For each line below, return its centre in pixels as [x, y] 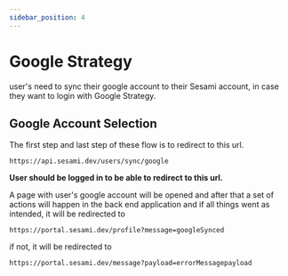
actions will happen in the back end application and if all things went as [140, 205]
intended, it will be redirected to [68, 214]
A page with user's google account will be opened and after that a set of [141, 195]
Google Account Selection [83, 123]
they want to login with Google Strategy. [83, 95]
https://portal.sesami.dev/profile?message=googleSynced [117, 231]
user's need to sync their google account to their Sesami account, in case [144, 86]
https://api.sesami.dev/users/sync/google [89, 161]
